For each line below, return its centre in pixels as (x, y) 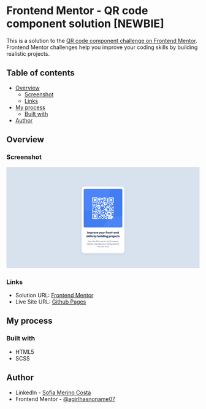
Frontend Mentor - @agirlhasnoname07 (65, 399)
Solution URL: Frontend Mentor (54, 296)
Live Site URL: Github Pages (51, 302)
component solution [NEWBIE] (85, 24)
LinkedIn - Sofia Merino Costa (53, 392)
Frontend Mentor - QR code (77, 11)
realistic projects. (28, 53)
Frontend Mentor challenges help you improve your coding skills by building (102, 47)
